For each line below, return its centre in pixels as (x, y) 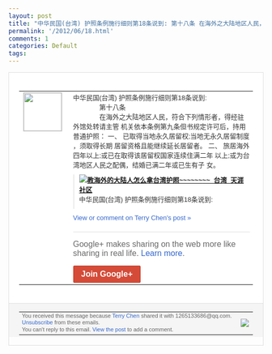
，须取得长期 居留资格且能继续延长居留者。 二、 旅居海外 (161, 145)
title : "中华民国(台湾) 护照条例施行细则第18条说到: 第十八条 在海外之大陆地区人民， (137, 23)
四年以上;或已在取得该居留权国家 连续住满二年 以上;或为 (158, 155)
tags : (17, 53)
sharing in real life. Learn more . (129, 253)
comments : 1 (28, 38)
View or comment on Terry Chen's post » (132, 218)
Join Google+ (107, 274)
